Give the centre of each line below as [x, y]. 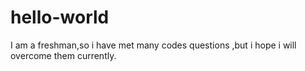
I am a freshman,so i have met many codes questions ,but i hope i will [153, 45]
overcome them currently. [63, 55]
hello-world [60, 17]
